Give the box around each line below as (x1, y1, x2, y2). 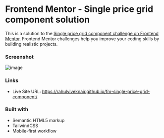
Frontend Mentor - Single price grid (5, 3, 154, 15)
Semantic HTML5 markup (12, 117, 65, 123)
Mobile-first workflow (12, 128, 57, 134)
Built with (5, 106, 29, 113)
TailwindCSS (12, 123, 39, 129)
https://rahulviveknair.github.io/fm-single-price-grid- (42, 88, 150, 94)
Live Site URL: (12, 88, 41, 94)
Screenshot (5, 53, 34, 60)
